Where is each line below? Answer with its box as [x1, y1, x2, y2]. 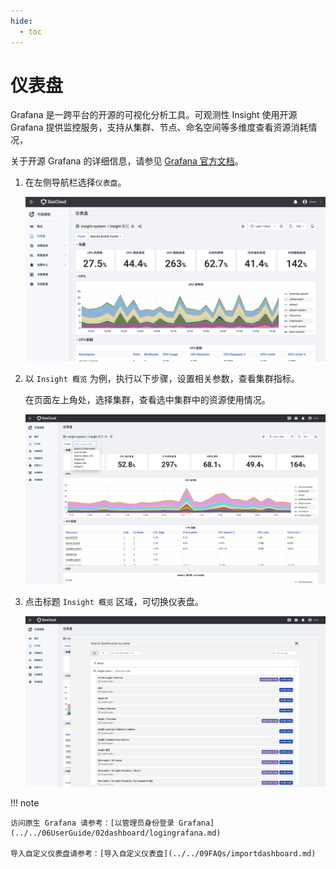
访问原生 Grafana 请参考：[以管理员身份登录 [10, 818, 175, 828]
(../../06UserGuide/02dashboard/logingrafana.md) [10, 828, 222, 838]
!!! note [10, 796, 40, 809]
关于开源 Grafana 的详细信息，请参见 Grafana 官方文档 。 [10, 155, 244, 167]
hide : [10, 16, 33, 26]
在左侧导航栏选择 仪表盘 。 [24, 176, 127, 189]
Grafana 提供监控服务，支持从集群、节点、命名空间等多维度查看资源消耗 [10, 121, 309, 134]
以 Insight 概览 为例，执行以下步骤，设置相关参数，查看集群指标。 [24, 373, 300, 385]
